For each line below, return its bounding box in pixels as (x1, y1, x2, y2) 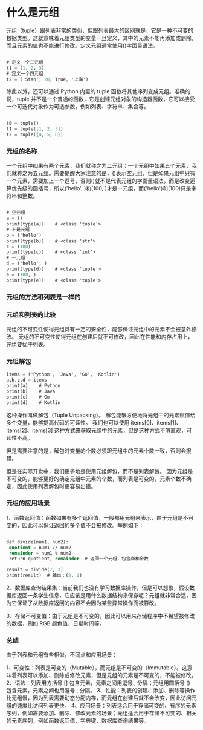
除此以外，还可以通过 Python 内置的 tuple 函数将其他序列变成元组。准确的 (6, 88, 191, 95)
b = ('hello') (6, 232, 42, 238)
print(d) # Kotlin (6, 399, 61, 406)
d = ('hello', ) (6, 260, 47, 267)
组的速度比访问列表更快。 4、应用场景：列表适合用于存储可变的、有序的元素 (6, 702, 196, 709)
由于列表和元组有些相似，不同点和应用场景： (6, 651, 118, 659)
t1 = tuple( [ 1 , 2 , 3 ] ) (6, 126, 63, 132)
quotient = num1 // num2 (8, 545, 71, 551)
